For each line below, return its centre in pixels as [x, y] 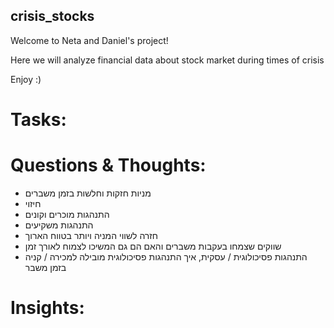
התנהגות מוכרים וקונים [67, 214]
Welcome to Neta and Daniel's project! [89, 40]
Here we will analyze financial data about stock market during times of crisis [167, 60]
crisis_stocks [52, 16]
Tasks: [38, 120]
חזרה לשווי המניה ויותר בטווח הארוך [91, 235]
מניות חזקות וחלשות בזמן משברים [88, 193]
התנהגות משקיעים [59, 225]
